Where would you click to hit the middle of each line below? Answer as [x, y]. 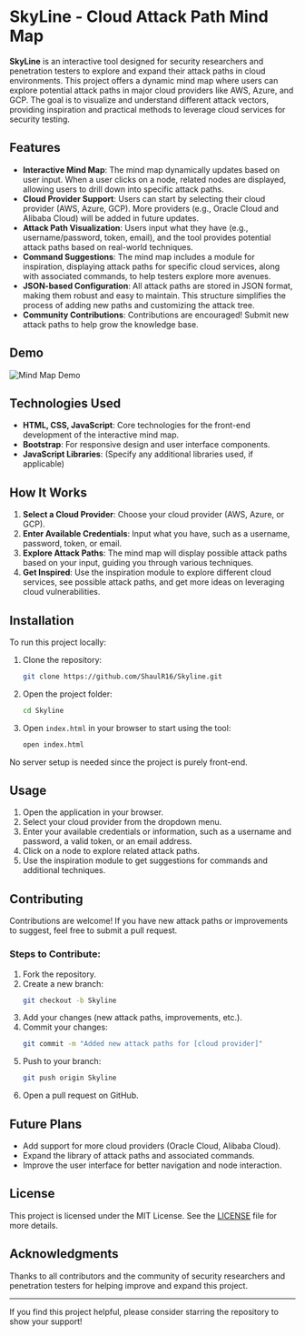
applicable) [44, 464]
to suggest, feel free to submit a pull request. [93, 930]
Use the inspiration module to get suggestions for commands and [145, 860]
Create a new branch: [63, 983]
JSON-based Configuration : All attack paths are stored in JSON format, [157, 286]
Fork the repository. [59, 974]
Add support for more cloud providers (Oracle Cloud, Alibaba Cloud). [152, 1145]
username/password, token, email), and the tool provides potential [147, 237]
